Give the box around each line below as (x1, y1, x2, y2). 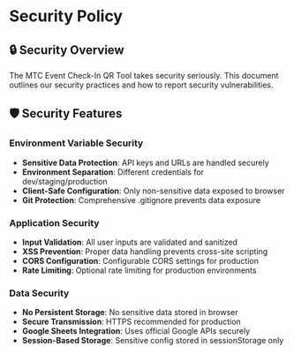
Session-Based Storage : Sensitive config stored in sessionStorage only (21, 335, 284, 346)
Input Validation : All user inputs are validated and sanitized (21, 237, 238, 247)
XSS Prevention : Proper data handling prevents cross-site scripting (21, 245, 268, 257)
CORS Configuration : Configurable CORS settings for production (21, 255, 259, 266)
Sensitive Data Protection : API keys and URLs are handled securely (21, 157, 269, 168)
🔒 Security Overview (9, 42, 125, 57)
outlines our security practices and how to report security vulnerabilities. (9, 79, 274, 90)
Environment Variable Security (9, 137, 144, 149)
